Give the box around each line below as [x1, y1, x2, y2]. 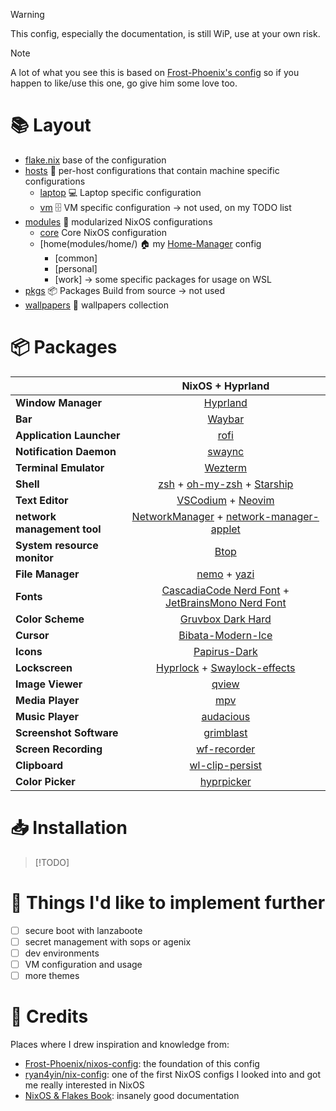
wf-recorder [196, 742, 256, 756]
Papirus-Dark [193, 644, 258, 658]
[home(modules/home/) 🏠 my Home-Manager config [39, 237, 262, 249]
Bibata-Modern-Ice [178, 628, 273, 642]
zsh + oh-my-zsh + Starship [158, 477, 294, 491]
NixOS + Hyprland [181, 379, 270, 393]
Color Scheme [15, 612, 85, 626]
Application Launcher [15, 428, 121, 442]
